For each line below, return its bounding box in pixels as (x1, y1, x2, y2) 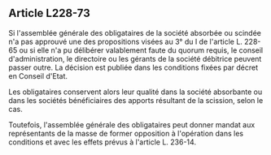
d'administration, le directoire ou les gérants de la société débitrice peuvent (8, 54, 262, 63)
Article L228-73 (8, 6, 91, 20)
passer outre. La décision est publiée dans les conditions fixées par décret (8, 62, 259, 72)
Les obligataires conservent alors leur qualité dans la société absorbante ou (8, 87, 263, 97)
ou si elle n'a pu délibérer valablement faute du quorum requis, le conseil (19, 45, 263, 55)
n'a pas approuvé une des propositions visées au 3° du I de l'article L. (8, 37, 243, 46)
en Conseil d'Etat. (8, 71, 68, 80)
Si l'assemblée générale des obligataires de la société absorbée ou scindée (8, 28, 262, 37)
